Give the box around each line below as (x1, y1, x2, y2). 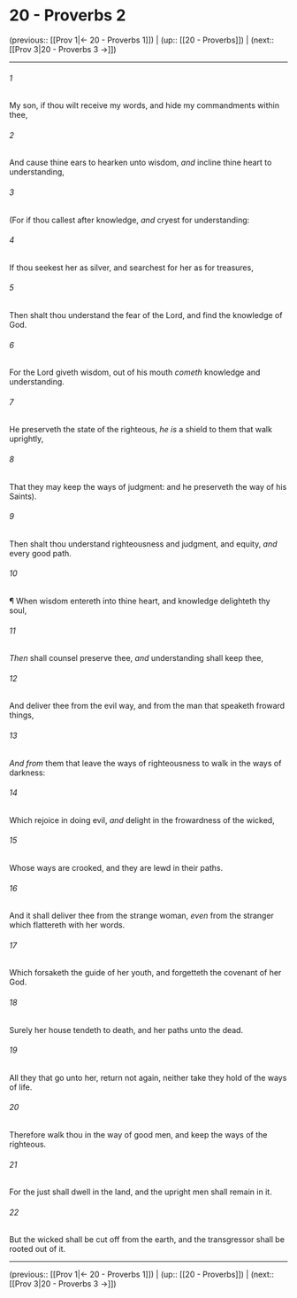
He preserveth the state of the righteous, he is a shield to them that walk (9, 424, 272, 435)
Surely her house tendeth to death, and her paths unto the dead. (9, 1024, 244, 1035)
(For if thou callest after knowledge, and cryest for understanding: (9, 214, 250, 225)
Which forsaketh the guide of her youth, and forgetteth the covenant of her (9, 968, 282, 978)
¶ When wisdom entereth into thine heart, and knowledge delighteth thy (9, 595, 271, 606)
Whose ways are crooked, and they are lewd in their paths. (9, 862, 224, 873)
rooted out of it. (9, 1244, 66, 1255)
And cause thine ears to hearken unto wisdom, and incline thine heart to (9, 157, 272, 168)
